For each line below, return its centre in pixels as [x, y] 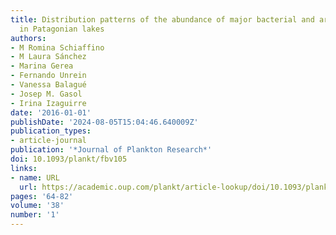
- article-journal [48, 141]
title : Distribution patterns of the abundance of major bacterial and [162, 19]
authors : [28, 38]
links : [24, 168]
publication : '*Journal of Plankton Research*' [111, 150]
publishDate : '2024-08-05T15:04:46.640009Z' [104, 122]
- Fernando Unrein [48, 76]
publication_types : [51, 131]
